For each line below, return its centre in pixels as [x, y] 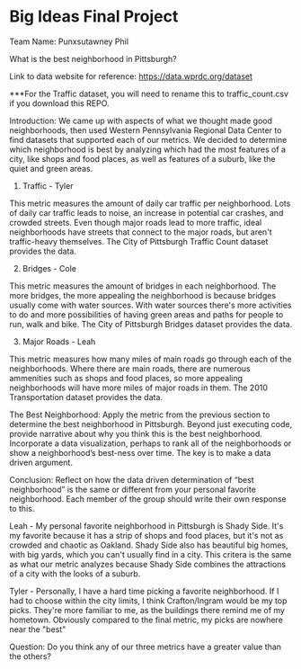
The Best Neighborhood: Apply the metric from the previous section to [140, 415]
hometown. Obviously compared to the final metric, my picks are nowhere [146, 620]
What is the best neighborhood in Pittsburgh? [93, 58]
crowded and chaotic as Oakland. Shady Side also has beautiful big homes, [149, 545]
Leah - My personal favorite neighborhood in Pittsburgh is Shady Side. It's [146, 526]
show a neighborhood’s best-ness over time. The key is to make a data [140, 452]
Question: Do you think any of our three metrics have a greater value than [145, 647]
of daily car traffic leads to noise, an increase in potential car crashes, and [146, 212]
